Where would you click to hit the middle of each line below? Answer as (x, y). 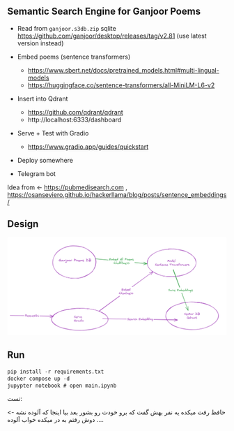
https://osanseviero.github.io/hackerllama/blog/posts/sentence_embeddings (117, 194)
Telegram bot (36, 173)
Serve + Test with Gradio (53, 133)
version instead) (40, 43)
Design (23, 224)
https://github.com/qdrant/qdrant (75, 112)
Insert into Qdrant (42, 98)
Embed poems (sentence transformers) (74, 57)
